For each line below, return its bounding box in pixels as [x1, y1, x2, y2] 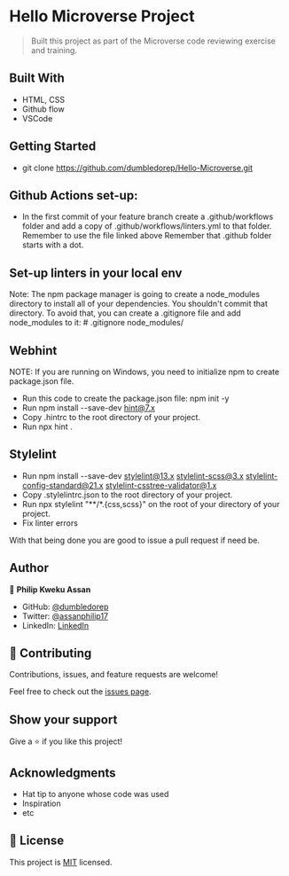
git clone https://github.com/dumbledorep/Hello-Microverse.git [21, 162, 253, 173]
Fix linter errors [21, 517, 78, 528]
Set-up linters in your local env [9, 265, 183, 280]
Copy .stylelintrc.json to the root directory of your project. [21, 489, 233, 500]
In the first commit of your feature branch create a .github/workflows [21, 211, 274, 223]
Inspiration [21, 798, 61, 809]
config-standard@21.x [21, 480, 104, 490]
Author [9, 560, 49, 575]
